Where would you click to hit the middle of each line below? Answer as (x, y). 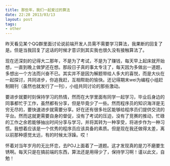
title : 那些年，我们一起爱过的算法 (38, 10)
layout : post (19, 19)
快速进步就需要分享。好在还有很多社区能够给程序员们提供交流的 (98, 110)
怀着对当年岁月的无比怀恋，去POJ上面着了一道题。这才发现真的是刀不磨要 (83, 146)
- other (13, 29)
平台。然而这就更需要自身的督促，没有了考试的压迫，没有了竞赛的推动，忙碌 (85, 116)
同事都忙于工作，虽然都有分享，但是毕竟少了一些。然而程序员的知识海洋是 (83, 103)
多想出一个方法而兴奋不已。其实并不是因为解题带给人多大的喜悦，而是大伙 (83, 73)
